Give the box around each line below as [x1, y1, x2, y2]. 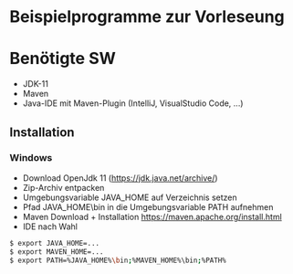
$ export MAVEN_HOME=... [9, 247, 104, 257]
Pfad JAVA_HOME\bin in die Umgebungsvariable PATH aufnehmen [22, 201, 274, 212]
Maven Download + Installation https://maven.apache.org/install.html [22, 211, 283, 222]
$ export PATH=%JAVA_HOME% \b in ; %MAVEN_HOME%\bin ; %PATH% [9, 256, 226, 265]
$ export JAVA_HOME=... [9, 238, 100, 248]
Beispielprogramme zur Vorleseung [9, 6, 285, 27]
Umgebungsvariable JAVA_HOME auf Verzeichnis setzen [22, 192, 237, 203]
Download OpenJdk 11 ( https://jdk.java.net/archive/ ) [22, 172, 218, 184]
